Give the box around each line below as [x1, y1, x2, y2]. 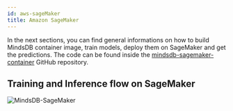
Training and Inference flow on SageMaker [7, 78, 196, 89]
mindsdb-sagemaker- [152, 50, 214, 59]
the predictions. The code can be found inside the [7, 50, 151, 59]
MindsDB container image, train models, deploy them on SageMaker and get [7, 43, 226, 51]
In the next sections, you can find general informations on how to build [7, 35, 210, 44]
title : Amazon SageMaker [7, 17, 79, 24]
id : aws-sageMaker [7, 10, 61, 17]
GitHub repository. [35, 58, 89, 66]
